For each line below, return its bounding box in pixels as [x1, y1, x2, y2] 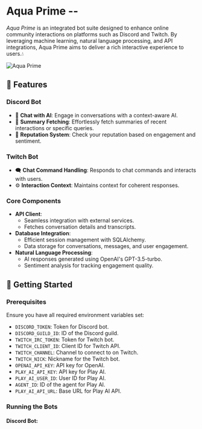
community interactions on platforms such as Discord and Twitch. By [6, 30, 178, 38]
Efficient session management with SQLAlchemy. [24, 236, 147, 243]
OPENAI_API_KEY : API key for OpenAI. [14, 361, 105, 368]
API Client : [14, 211, 42, 218]
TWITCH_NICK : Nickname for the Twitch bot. [14, 355, 121, 362]
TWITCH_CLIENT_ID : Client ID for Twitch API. [14, 342, 121, 349]
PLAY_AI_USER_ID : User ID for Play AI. [14, 374, 106, 382]
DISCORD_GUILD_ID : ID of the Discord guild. [14, 329, 119, 336]
